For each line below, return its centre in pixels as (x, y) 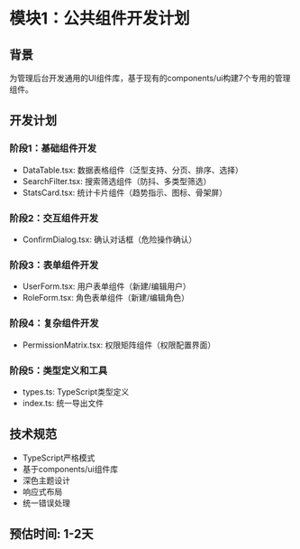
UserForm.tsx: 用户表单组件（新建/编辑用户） (106, 286)
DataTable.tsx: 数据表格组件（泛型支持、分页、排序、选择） (132, 170)
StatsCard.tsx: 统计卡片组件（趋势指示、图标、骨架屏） (125, 192)
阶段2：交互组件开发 (54, 218)
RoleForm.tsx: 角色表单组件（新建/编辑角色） (105, 298)
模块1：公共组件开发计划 (100, 19)
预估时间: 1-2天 (51, 534)
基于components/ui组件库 (70, 469)
